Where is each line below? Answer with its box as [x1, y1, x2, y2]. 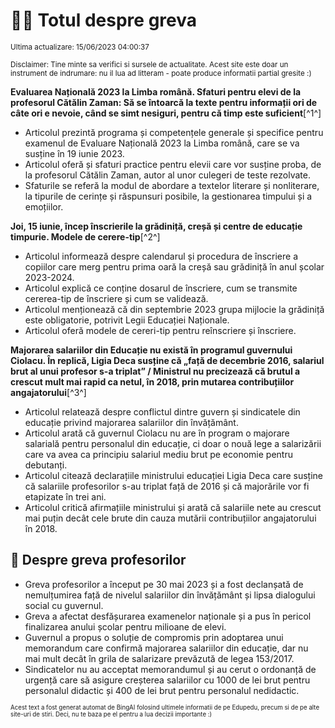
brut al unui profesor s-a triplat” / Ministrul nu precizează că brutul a [10, 365, 301, 377]
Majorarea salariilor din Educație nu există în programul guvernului [10, 344, 293, 356]
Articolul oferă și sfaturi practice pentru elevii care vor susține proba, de [24, 158, 322, 170]
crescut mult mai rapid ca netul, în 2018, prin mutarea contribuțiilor [10, 375, 295, 388]
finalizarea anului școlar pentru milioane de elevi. [24, 620, 227, 633]
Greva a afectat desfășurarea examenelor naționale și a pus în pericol [24, 610, 312, 622]
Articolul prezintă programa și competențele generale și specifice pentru [24, 126, 324, 138]
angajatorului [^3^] [10, 386, 87, 398]
